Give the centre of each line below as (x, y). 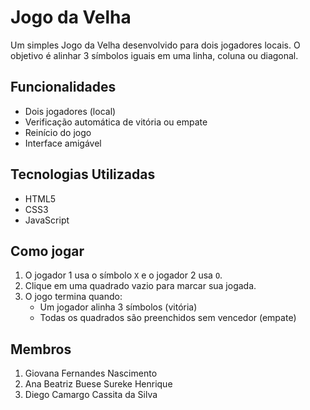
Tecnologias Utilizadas (83, 174)
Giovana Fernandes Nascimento (91, 373)
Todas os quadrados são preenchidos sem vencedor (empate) (168, 318)
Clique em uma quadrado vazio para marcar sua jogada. (140, 286)
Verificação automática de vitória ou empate (116, 122)
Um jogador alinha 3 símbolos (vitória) (118, 307)
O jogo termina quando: (73, 297)
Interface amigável (63, 143)
